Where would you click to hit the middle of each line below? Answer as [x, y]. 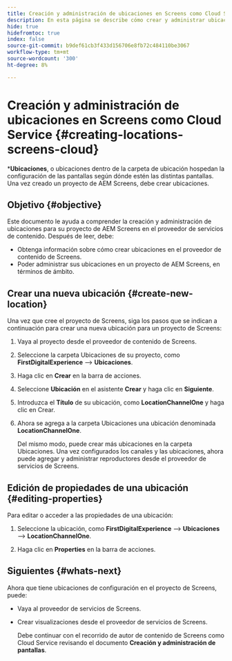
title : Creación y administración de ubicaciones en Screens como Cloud [114, 13]
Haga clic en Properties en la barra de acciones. [86, 549]
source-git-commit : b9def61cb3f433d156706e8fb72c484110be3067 [98, 46]
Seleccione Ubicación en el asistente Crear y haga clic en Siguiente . [115, 389]
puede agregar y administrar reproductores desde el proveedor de [112, 459]
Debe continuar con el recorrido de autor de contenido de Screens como [120, 635]
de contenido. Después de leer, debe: [60, 236]
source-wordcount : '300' [43, 59]
